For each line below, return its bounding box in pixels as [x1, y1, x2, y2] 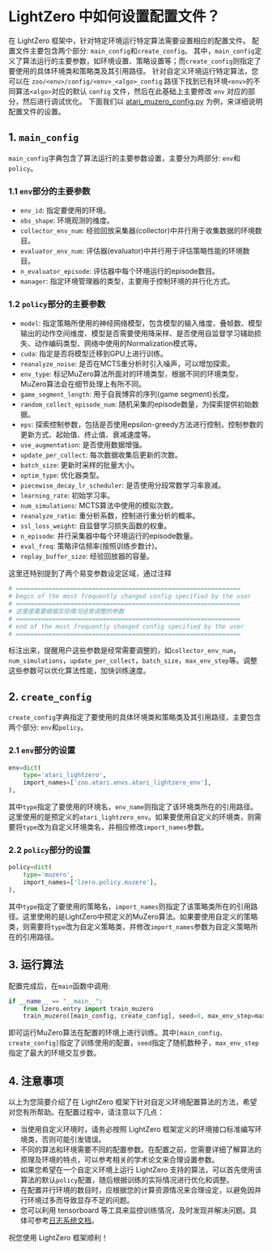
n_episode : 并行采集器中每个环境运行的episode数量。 [19, 531, 198, 541]
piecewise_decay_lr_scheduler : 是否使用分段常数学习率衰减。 [19, 480, 226, 490]
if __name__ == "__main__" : [8, 997, 104, 1005]
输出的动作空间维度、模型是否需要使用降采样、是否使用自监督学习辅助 [19, 329, 255, 339]
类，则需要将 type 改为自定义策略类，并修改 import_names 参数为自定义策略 [8, 921, 251, 932]
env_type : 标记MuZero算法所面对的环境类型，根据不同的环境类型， [19, 369, 243, 379]
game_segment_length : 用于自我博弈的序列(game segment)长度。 [19, 390, 234, 399]
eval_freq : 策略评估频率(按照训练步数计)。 [19, 541, 162, 551]
